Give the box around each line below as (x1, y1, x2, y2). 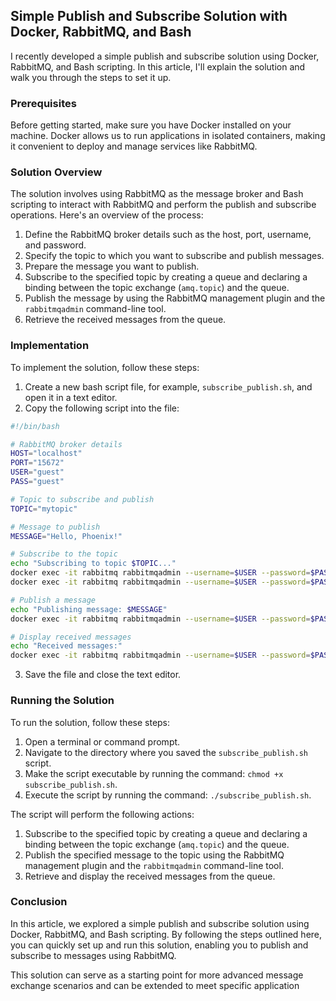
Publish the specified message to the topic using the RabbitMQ (24, 849, 285, 861)
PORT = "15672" (10, 458, 65, 468)
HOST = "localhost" (10, 449, 83, 459)
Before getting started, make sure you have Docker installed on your (10, 119, 292, 131)
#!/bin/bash (10, 421, 60, 431)
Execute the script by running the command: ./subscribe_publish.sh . (24, 789, 312, 801)
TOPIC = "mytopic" (10, 504, 78, 514)
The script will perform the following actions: (10, 808, 195, 820)
